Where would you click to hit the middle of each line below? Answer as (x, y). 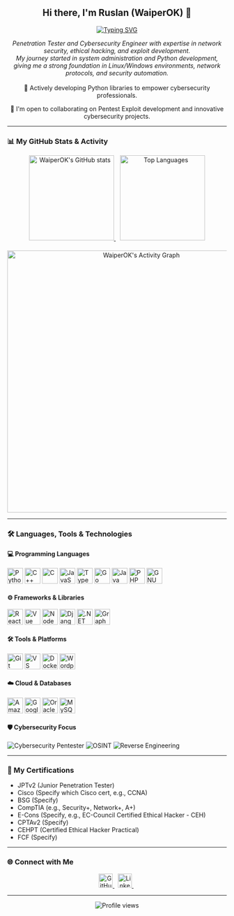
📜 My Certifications (41, 770)
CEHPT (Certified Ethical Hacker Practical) (78, 830)
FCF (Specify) (37, 837)
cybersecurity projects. (117, 116)
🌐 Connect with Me (41, 862)
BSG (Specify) (38, 800)
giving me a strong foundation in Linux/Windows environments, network (117, 65)
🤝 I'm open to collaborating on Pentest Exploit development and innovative (117, 108)
